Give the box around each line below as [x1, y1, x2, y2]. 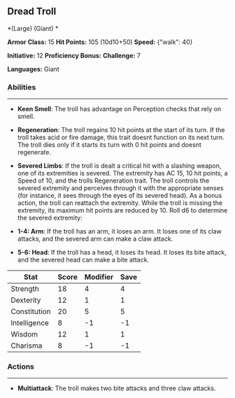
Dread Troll [7, 6, 57, 17]
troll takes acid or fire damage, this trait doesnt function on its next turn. [17, 133, 225, 142]
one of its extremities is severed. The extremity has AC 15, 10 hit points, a [17, 169, 229, 178]
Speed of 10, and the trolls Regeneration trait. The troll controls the [17, 176, 210, 185]
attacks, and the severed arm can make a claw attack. [17, 234, 173, 243]
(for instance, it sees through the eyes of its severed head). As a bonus [17, 192, 222, 200]
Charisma [10, 341, 43, 350]
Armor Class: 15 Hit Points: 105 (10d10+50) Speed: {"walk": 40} [7, 38, 193, 46]
